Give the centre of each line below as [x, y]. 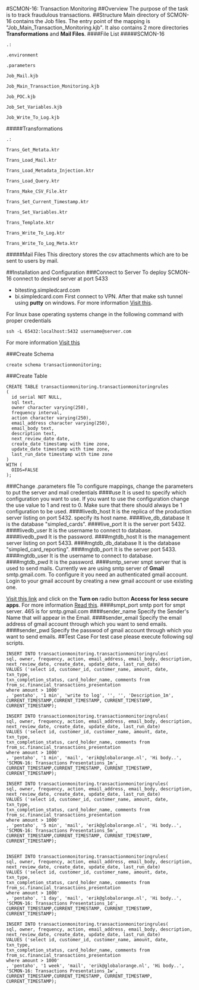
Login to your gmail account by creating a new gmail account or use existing [99, 581]
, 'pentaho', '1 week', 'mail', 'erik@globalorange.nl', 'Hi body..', [95, 966]
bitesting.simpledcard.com [47, 290]
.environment [22, 55]
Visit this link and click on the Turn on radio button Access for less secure [97, 599]
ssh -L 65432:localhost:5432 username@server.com [69, 332]
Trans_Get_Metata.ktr [33, 150]
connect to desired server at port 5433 [60, 278]
